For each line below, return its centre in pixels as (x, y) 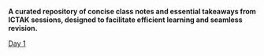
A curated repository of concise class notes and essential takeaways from (132, 11)
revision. (23, 28)
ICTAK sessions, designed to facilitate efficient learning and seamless (125, 20)
